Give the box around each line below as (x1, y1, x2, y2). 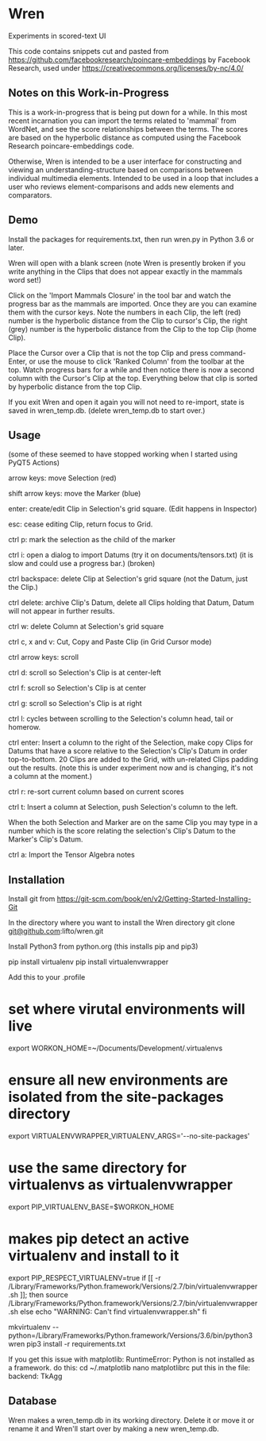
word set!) (8, 275, 42, 284)
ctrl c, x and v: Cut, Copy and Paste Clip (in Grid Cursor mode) (8, 637, 212, 647)
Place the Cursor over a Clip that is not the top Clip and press (8, 348, 209, 357)
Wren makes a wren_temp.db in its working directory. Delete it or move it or (8, 1415, 255, 1425)
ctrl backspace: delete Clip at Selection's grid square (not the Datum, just (8, 574, 249, 584)
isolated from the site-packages (8, 1088, 224, 1106)
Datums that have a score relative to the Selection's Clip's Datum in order (8, 746, 248, 756)
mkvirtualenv (8, 1322, 51, 1331)
